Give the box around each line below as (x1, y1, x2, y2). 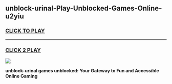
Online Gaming (5, 73, 38, 79)
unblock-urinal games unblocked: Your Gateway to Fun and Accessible (5, 67, 160, 73)
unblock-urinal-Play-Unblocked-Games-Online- (5, 4, 162, 13)
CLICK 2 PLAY (5, 46, 41, 53)
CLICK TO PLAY (5, 27, 45, 35)
